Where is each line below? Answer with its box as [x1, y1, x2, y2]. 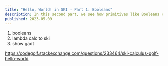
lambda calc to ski [12, 35, 50, 41]
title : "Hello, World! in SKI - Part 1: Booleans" [5, 7, 113, 12]
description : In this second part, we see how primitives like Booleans [5, 12, 160, 17]
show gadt [12, 41, 34, 47]
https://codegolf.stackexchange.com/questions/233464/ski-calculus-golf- [5, 50, 159, 56]
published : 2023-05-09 [5, 16, 52, 21]
